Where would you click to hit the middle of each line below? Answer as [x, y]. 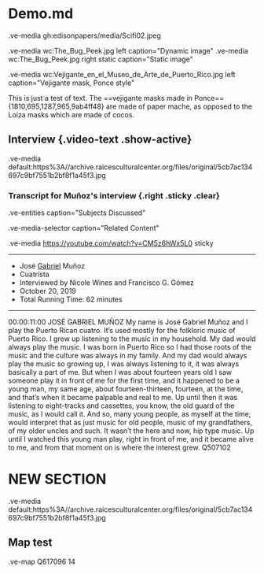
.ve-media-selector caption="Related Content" [84, 228]
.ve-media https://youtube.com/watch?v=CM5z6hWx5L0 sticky [111, 243]
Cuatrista [34, 274]
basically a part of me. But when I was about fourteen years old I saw [120, 372]
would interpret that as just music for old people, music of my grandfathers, [130, 423]
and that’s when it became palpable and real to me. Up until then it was [123, 398]
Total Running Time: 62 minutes [71, 299]
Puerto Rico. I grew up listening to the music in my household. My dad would [132, 339]
